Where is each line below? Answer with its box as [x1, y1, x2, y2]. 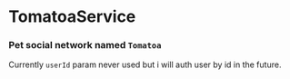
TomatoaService [8, 6, 136, 27]
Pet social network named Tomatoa [8, 39, 162, 52]
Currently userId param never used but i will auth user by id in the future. [8, 59, 282, 70]
